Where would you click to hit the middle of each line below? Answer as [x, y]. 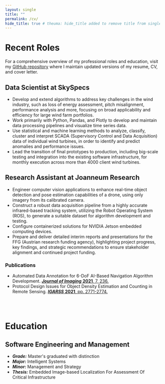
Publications [20, 265]
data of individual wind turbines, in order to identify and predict [76, 141]
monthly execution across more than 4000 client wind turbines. [76, 162]
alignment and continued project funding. [54, 252]
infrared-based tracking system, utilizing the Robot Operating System [82, 210]
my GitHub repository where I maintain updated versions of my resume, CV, [82, 67]
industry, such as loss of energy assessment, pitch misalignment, [78, 105]
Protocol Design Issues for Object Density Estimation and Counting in [82, 286]
